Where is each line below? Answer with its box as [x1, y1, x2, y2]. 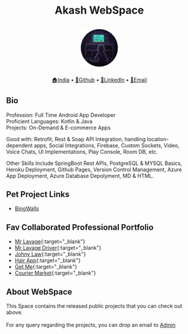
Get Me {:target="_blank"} [14, 263, 77, 271]
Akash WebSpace [54, 4, 144, 17]
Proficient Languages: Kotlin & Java [6, 117, 93, 125]
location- [147, 135, 169, 142]
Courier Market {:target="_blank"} [14, 269, 96, 276]
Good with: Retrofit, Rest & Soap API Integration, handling [6, 135, 146, 142]
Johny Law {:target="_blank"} [14, 250, 86, 258]
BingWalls [14, 205, 40, 212]
